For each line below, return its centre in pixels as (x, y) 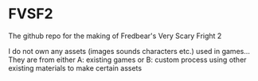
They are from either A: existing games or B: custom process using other (127, 60)
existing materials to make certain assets (75, 67)
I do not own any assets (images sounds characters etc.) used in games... (129, 51)
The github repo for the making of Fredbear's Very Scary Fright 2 (115, 36)
